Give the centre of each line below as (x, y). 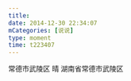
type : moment (30, 38)
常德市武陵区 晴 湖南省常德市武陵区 (66, 69)
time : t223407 (32, 45)
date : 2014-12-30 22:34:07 (53, 23)
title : (19, 15)
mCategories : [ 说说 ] (41, 30)
